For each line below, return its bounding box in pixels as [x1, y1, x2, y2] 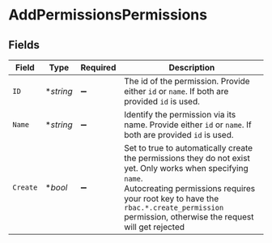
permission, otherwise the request [124, 211, 254, 222]
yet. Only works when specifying [124, 163, 249, 173]
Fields [8, 38, 40, 52]
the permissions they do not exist [124, 152, 251, 164]
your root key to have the [124, 193, 219, 204]
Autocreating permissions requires [124, 183, 256, 194]
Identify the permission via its [124, 109, 236, 120]
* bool [45, 182, 68, 193]
